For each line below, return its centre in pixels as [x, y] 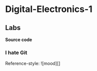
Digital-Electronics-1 [49, 9]
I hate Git [16, 52]
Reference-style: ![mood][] [33, 63]
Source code [19, 39]
